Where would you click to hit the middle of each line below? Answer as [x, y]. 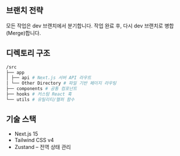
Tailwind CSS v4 [34, 140]
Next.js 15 [26, 134]
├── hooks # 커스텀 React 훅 [39, 94]
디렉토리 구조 [28, 53]
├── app [15, 72]
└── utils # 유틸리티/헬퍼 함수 [40, 99]
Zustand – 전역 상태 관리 [43, 147]
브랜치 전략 [25, 11]
